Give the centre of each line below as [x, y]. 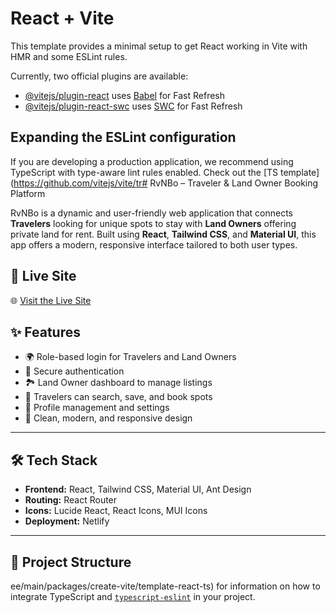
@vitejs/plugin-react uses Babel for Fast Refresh [125, 95]
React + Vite [62, 18]
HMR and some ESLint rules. [69, 56]
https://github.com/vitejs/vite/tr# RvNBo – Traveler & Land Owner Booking [166, 183]
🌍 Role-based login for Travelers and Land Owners [130, 357]
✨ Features [45, 332]
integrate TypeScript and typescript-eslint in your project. [133, 596]
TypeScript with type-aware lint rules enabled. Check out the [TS [144, 172]
